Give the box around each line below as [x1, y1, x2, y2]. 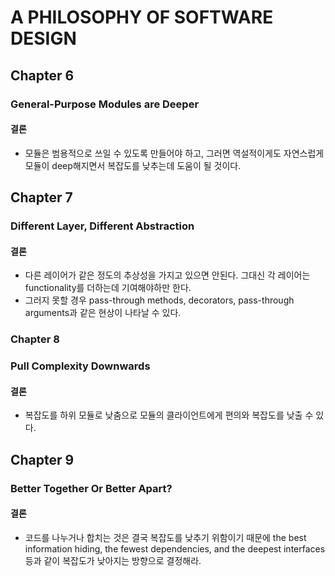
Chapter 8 [10, 332, 60, 346]
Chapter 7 [10, 189, 73, 206]
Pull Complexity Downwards [10, 359, 151, 373]
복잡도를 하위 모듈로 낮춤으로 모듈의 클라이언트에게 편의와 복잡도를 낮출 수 [24, 409, 314, 421]
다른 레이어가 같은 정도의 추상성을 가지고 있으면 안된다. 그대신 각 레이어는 [24, 269, 311, 281]
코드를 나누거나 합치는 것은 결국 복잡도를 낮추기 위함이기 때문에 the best [24, 531, 307, 543]
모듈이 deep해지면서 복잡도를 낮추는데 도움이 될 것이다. [24, 159, 242, 171]
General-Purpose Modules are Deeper [10, 97, 200, 111]
